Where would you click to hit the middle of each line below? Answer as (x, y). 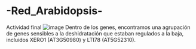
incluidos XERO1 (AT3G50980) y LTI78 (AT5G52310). (71, 40)
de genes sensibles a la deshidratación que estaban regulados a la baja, (95, 33)
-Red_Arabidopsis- (54, 11)
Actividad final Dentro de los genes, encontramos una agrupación (98, 27)
